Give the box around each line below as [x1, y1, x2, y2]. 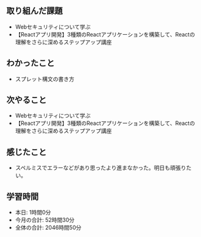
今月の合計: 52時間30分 [15, 216, 75, 224]
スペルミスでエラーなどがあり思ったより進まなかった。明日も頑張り [15, 164, 186, 172]
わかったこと [6, 58, 55, 68]
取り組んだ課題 [6, 5, 63, 16]
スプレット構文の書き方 [15, 75, 75, 82]
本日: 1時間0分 [15, 209, 51, 216]
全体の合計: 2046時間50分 [15, 224, 82, 232]
